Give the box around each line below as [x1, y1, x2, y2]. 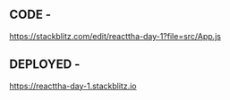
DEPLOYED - [9, 57, 81, 72]
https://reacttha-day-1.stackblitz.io [9, 80, 137, 91]
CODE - [9, 7, 52, 22]
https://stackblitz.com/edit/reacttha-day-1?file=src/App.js [9, 30, 222, 41]
